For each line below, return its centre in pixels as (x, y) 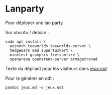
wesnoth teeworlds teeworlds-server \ (50, 46)
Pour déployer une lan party (34, 23)
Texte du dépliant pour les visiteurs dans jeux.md (56, 68)
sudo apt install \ (26, 41)
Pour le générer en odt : (30, 78)
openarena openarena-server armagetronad (54, 59)
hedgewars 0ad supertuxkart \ (41, 50)
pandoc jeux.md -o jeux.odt (35, 87)
